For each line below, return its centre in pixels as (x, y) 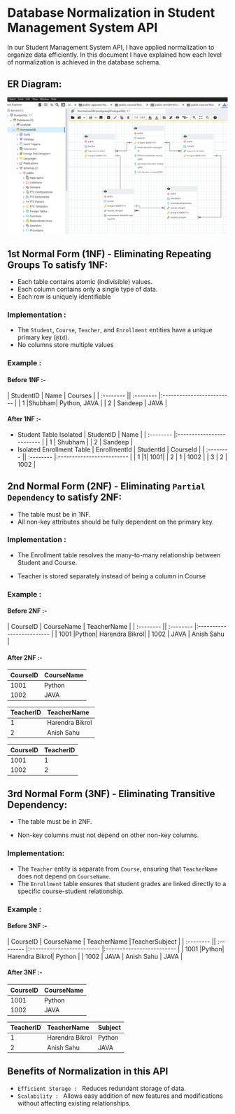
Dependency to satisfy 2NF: (65, 497)
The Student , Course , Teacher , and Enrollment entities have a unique (115, 330)
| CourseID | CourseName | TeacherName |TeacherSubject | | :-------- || (112, 942)
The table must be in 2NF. (55, 822)
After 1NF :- (24, 419)
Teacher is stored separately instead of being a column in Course (112, 576)
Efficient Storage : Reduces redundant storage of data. (102, 1088)
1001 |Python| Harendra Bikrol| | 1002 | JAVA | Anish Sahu (142, 634)
